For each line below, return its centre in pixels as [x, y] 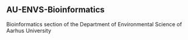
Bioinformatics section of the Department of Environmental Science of [94, 24]
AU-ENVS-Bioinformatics [56, 10]
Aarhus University [29, 30]
